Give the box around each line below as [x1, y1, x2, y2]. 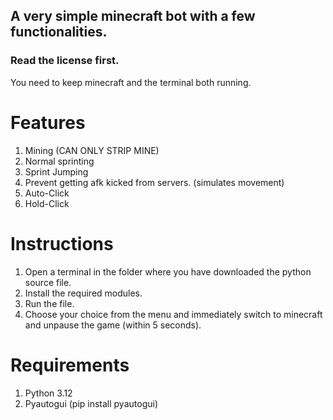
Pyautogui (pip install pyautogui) [24, 397, 159, 409]
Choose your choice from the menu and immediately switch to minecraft [24, 308, 323, 320]
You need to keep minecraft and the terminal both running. [10, 76, 252, 88]
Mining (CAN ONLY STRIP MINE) [24, 144, 160, 156]
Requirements [10, 354, 130, 376]
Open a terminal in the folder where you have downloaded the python [24, 265, 312, 278]
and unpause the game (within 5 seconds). [24, 319, 202, 331]
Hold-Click [24, 197, 70, 209]
